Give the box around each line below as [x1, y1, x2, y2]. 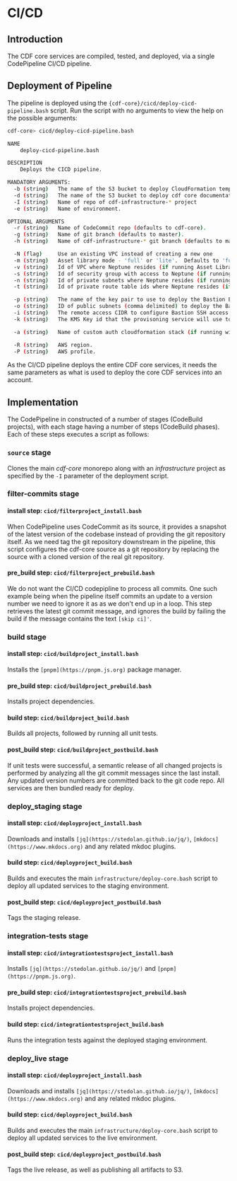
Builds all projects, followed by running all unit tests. [7, 729, 159, 737]
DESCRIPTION [7, 159, 42, 167]
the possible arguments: [7, 113, 78, 122]
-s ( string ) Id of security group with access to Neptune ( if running [13, 270, 232, 277]
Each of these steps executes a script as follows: [7, 430, 150, 439]
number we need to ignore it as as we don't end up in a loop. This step [7, 599, 212, 608]
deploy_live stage [7, 1053, 69, 1063]
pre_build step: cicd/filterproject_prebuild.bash [7, 568, 155, 577]
